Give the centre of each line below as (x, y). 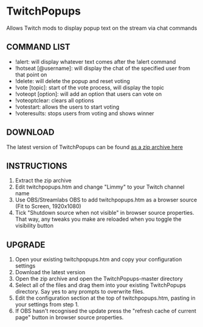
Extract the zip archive (43, 181)
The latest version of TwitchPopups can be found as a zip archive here (95, 147)
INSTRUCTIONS (37, 166)
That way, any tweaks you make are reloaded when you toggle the (98, 219)
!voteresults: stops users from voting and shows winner (84, 113)
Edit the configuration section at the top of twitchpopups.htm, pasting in (105, 298)
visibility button (34, 226)
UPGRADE (26, 245)
